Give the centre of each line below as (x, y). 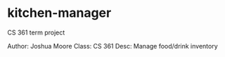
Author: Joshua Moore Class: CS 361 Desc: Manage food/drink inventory (112, 46)
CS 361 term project (36, 32)
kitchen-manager (59, 13)
